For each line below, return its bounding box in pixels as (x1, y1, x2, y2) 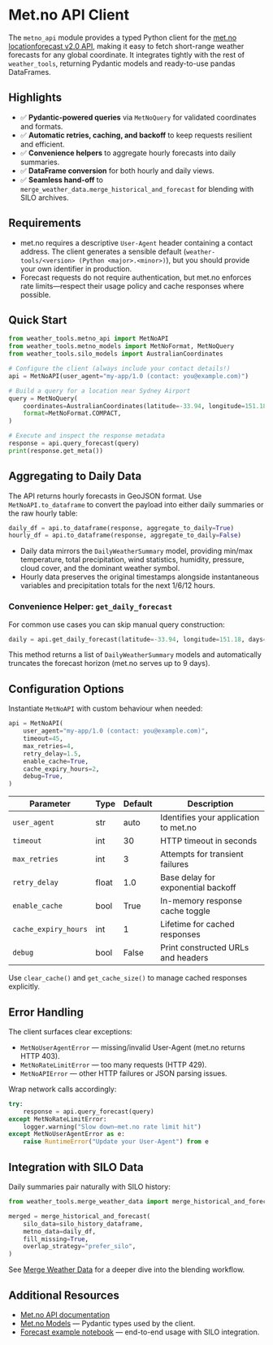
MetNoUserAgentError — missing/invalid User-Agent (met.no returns (19, 1042, 245, 1052)
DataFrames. (8, 67, 51, 76)
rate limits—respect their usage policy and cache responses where (19, 281, 245, 290)
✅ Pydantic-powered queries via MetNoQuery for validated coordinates (19, 112, 257, 122)
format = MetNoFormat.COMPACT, (23, 409, 122, 418)
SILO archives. (19, 193, 69, 202)
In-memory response (160, 895, 242, 907)
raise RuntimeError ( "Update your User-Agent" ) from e (23, 1138, 209, 1146)
